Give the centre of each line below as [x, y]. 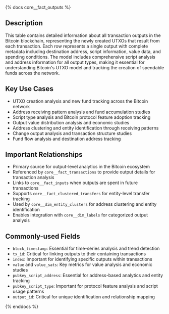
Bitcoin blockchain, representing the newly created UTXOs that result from [82, 40]
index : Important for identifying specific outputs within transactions [82, 259]
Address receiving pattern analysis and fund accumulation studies [81, 112]
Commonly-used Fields [43, 236]
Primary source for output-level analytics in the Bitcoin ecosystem [81, 167]
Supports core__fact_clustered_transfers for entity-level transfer [81, 194]
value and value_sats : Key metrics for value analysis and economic [82, 264]
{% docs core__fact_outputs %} [38, 7]
